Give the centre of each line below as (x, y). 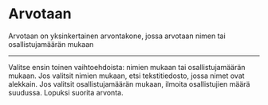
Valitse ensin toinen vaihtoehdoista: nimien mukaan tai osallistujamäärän (127, 67)
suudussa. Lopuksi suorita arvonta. (66, 92)
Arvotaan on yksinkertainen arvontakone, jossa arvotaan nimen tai (117, 36)
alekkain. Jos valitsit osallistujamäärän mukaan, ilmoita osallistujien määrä (129, 84)
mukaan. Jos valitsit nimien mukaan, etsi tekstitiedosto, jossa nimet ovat (126, 76)
